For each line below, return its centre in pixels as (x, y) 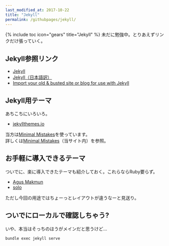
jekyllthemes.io (29, 124)
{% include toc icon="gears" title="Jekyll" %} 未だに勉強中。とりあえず (80, 35)
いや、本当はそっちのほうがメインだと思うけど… (56, 229)
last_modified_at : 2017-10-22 (37, 10)
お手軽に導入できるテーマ (45, 158)
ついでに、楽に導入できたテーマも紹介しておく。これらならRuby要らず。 (81, 171)
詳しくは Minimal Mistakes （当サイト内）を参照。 (57, 141)
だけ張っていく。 (27, 41)
